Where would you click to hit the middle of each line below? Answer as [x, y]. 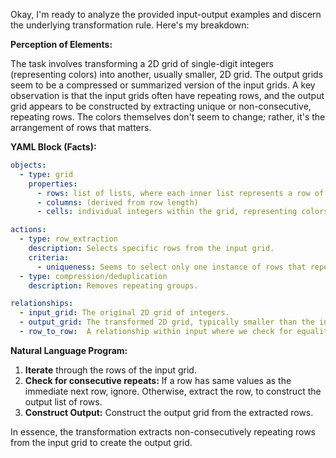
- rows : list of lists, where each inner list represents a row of [180, 193]
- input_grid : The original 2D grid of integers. [124, 313]
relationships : [42, 304]
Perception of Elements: [61, 44]
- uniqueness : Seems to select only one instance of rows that [171, 267]
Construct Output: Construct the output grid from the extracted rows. [169, 412]
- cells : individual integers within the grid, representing [167, 212]
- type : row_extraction [68, 239]
